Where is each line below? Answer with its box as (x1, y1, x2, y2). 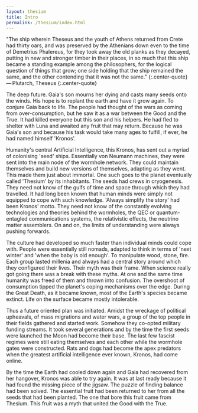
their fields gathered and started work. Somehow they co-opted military (6, 320, 181, 327)
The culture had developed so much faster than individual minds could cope (6, 240, 192, 247)
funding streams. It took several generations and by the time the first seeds (6, 326, 189, 333)
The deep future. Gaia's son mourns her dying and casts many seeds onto (6, 91, 187, 98)
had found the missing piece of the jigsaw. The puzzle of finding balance (6, 381, 183, 388)
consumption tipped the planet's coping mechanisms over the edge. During (6, 283, 190, 290)
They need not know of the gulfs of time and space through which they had (6, 184, 190, 191)
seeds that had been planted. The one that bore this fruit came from (6, 394, 171, 401)
